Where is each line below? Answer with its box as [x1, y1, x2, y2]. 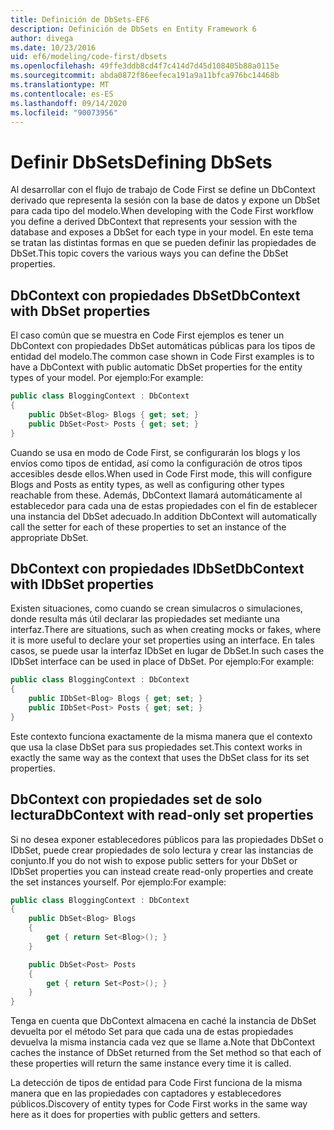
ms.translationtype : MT [10, 80, 110, 90]
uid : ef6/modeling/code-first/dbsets [10, 52, 168, 62]
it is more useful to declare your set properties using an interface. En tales [10, 634, 315, 646]
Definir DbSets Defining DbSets [10, 151, 273, 173]
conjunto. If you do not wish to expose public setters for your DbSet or [10, 854, 298, 866]
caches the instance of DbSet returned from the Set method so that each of [10, 1047, 322, 1059]
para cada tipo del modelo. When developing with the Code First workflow [10, 205, 315, 217]
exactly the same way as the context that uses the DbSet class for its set [10, 751, 310, 763]
